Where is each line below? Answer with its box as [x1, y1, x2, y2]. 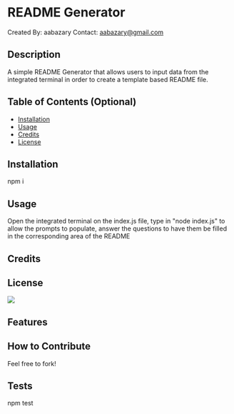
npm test [7, 399, 34, 408]
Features [7, 315, 48, 328]
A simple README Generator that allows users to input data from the [7, 67, 209, 76]
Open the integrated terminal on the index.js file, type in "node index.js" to [7, 217, 225, 226]
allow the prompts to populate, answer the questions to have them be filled [7, 224, 227, 233]
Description [7, 49, 61, 61]
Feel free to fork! [7, 359, 56, 368]
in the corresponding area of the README [7, 232, 131, 241]
